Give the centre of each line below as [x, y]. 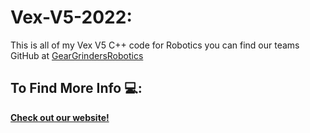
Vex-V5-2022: [71, 17]
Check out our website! [60, 117]
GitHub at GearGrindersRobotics [77, 55]
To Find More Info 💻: [76, 88]
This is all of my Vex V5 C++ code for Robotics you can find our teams [155, 45]
